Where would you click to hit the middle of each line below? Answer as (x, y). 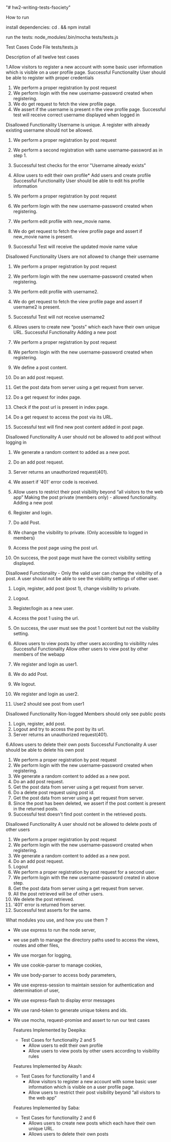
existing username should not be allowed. (49, 130)
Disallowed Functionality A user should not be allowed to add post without (83, 437)
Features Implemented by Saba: (47, 1108)
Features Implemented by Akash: (48, 1066)
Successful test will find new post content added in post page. (79, 427)
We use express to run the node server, (54, 930)
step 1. (20, 155)
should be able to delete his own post (45, 750)
